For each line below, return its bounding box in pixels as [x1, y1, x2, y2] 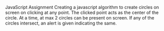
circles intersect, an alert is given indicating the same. [5, 20, 117, 26]
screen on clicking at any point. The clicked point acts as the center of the [5, 9, 159, 15]
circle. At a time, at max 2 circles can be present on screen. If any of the [5, 15, 154, 20]
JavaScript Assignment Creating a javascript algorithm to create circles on [5, 4, 159, 10]
